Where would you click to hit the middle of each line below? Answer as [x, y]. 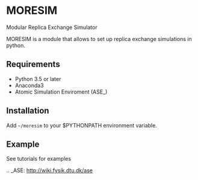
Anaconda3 [29, 85]
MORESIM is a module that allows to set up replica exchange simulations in [99, 39]
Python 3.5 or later [38, 79]
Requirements [33, 64]
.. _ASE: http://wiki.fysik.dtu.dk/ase [50, 170]
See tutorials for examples [39, 159]
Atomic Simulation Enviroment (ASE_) [61, 92]
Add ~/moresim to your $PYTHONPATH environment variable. [82, 125]
